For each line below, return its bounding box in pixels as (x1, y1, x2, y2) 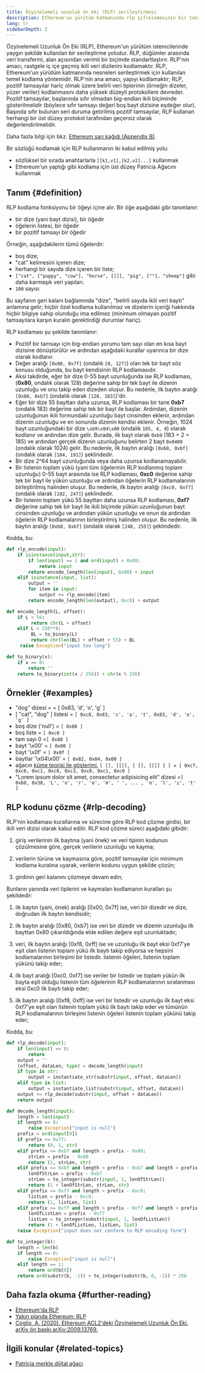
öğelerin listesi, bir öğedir (15, 222, 79, 230)
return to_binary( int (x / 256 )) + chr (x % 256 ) (17, 671, 140, 677)
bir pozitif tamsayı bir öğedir (15, 229, 87, 236)
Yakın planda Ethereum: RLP (15, 1312, 87, 1320)
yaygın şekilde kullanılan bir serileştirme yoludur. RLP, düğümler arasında (6, 50, 190, 57)
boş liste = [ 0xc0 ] (15, 729, 65, 736)
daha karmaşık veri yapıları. (15, 278, 85, 286)
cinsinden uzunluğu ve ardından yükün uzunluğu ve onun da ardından (15, 509, 191, 517)
